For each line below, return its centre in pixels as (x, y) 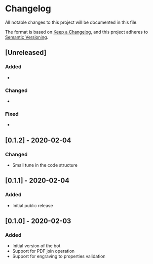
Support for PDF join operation (43, 251)
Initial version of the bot (36, 246)
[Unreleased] (26, 53)
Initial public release (33, 205)
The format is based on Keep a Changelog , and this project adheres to (76, 32)
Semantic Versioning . (27, 37)
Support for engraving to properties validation (59, 256)
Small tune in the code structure (45, 165)
